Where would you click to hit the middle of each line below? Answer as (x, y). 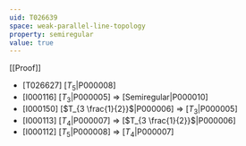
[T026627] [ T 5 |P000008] (69, 86)
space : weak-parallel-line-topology (77, 26)
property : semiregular (51, 34)
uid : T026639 (34, 17)
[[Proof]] (25, 68)
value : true (31, 43)
